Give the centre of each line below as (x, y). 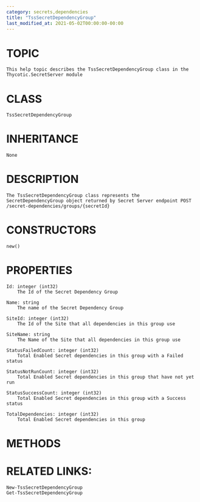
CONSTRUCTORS (51, 230)
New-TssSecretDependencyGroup (45, 488)
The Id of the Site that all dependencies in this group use (96, 324)
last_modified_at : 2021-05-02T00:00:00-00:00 (65, 23)
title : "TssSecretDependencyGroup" (51, 18)
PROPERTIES (40, 270)
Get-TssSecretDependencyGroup (45, 493)
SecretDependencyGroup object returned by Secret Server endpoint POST (99, 201)
